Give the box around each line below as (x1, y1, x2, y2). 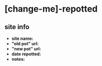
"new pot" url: (11, 46, 42, 51)
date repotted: (11, 51, 42, 57)
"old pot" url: (11, 41, 39, 47)
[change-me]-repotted (4, 3, 98, 15)
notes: (11, 56, 25, 62)
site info (4, 23, 29, 31)
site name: (11, 35, 33, 41)
